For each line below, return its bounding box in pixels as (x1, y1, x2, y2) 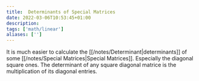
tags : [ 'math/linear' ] (6, 26, 64, 32)
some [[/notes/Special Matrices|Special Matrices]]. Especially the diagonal (6, 55, 194, 62)
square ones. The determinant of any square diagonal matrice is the (6, 62, 176, 69)
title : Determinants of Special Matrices (6, 9, 116, 15)
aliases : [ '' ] (6, 32, 43, 38)
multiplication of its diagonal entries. (6, 68, 97, 75)
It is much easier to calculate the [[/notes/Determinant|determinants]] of (6, 48, 187, 55)
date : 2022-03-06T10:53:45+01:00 (6, 15, 91, 21)
